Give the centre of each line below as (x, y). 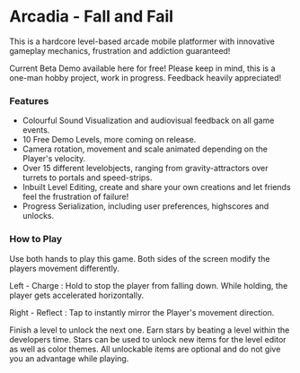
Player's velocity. (54, 159)
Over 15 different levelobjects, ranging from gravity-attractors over (145, 169)
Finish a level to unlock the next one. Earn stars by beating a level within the (150, 330)
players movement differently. (64, 268)
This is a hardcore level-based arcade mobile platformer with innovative (142, 41)
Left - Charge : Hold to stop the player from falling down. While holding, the (149, 285)
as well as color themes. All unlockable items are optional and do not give (145, 349)
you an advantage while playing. (69, 358)
